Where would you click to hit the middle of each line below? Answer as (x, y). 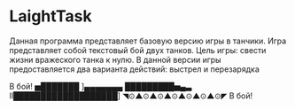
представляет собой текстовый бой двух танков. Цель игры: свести (138, 50)
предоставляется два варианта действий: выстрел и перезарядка (134, 69)
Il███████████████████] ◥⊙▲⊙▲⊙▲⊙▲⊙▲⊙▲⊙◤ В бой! (131, 96)
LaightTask (50, 16)
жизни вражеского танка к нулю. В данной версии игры (115, 59)
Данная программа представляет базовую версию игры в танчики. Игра (148, 41)
